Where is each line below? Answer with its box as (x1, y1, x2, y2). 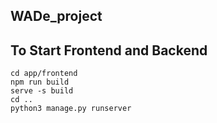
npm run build (10, 77, 70, 88)
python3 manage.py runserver (10, 104, 132, 114)
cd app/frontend (10, 69, 78, 79)
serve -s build (10, 86, 74, 96)
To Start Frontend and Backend (10, 42, 208, 59)
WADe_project (10, 8, 103, 25)
